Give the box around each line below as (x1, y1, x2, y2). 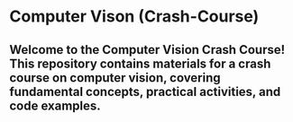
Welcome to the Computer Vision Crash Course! (9, 42, 286, 57)
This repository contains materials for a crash (9, 56, 271, 71)
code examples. (9, 98, 101, 113)
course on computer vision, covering (9, 70, 221, 85)
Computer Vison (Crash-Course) (9, 6, 260, 27)
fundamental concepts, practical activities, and (9, 83, 281, 100)
